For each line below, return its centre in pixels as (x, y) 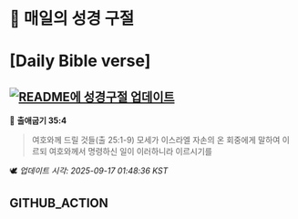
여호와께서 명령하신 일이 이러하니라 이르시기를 (130, 151)
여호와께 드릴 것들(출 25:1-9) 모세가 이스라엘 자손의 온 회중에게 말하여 (156, 140)
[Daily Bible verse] (80, 61)
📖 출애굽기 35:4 (38, 120)
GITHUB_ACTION (59, 203)
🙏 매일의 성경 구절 (72, 19)
